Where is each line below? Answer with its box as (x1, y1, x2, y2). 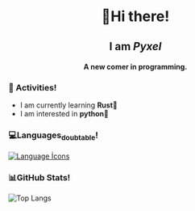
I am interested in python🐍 (19, 109, 109, 119)
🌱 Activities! (8, 82, 57, 94)
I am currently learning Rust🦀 (19, 100, 118, 110)
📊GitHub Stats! (8, 171, 71, 183)
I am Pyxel (109, 40, 162, 53)
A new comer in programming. (83, 62, 188, 72)
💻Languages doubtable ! (8, 129, 98, 142)
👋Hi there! (101, 7, 170, 26)
